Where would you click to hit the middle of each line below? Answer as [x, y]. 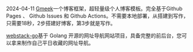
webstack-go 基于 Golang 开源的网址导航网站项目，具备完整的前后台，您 [94, 36]
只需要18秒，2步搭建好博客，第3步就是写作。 [61, 23]
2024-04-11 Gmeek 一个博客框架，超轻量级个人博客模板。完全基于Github [94, 8]
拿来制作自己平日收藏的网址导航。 [52, 43]
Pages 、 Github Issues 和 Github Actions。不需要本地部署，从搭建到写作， [97, 16]
